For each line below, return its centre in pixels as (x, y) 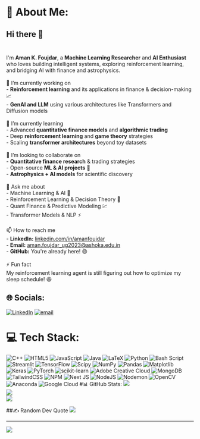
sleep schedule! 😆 (29, 279)
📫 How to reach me (31, 230)
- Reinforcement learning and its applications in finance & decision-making (99, 89)
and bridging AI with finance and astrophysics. (63, 70)
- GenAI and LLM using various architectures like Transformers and (89, 104)
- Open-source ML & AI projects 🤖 (48, 168)
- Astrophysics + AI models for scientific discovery (69, 174)
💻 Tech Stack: (43, 337)
